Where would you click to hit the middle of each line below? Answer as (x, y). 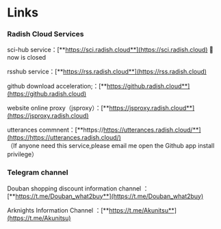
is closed (33, 58)
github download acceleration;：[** (57, 86)
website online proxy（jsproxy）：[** (58, 108)
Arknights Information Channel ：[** (58, 210)
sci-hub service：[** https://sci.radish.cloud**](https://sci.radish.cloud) (107, 50)
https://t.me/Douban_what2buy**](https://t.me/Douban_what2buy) (109, 196)
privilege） (22, 154)
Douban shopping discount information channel (74, 188)
